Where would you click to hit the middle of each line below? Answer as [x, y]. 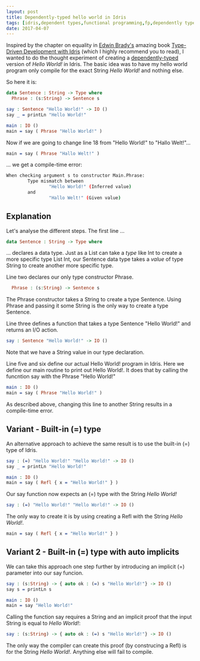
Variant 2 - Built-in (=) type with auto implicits [93, 552]
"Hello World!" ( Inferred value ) [90, 187]
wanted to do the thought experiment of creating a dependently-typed [92, 58]
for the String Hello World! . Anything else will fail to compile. [80, 652]
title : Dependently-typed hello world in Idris [66, 17]
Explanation [29, 216]
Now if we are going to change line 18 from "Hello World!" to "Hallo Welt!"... [99, 142]
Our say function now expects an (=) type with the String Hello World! [92, 494]
